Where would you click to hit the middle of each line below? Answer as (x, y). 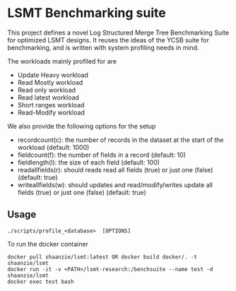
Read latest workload (48, 97)
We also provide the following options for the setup (82, 126)
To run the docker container (48, 244)
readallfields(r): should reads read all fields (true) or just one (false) (115, 170)
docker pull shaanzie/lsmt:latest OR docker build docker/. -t (102, 257)
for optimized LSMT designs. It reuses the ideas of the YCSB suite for (108, 40)
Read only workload (47, 90)
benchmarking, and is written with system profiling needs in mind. (103, 47)
